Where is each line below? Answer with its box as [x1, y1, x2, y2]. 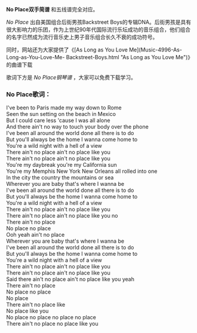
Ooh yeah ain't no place [6, 231, 65, 239]
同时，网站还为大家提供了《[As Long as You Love [6, 46, 128, 53]
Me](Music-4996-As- [129, 46, 182, 53]
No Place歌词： [6, 90, 51, 98]
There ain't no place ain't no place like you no [6, 212, 118, 219]
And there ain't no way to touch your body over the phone [6, 123, 149, 130]
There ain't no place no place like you [6, 320, 98, 328]
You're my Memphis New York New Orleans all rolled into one [6, 167, 158, 175]
